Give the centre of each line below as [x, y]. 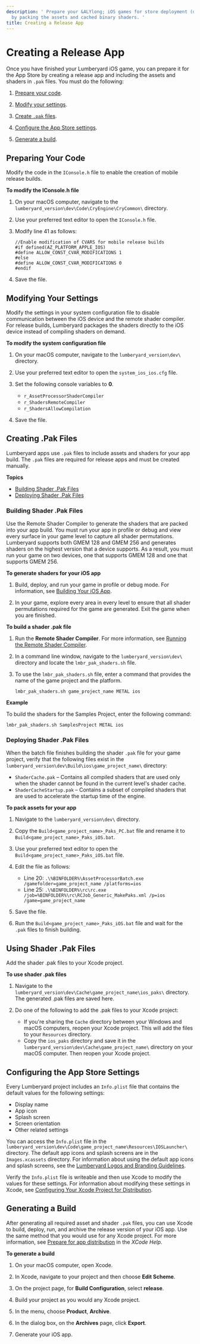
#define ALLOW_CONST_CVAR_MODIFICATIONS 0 [68, 263]
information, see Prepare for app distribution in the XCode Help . [84, 1242]
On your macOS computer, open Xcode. [64, 1265]
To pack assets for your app [41, 808]
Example [17, 703]
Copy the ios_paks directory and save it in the [79, 1041]
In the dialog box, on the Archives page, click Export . [81, 1323]
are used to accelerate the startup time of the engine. [80, 796]
